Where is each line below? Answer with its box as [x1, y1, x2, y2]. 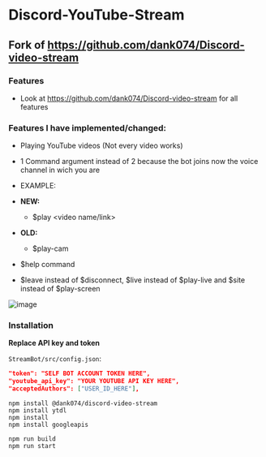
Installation [8, 320, 54, 331]
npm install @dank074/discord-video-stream [8, 399, 158, 407]
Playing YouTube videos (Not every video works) [19, 140, 183, 151]
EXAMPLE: [19, 181, 57, 191]
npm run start [8, 442, 57, 451]
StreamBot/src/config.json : [8, 354, 102, 364]
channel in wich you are [19, 165, 100, 175]
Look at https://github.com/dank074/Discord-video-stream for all [19, 93, 238, 103]
